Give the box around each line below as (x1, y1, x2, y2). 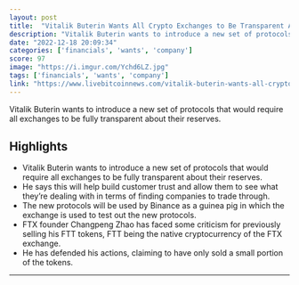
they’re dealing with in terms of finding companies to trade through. (21, 191, 271, 201)
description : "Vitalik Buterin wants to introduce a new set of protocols (9, 29, 293, 38)
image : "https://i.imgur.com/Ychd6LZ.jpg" (9, 63, 169, 72)
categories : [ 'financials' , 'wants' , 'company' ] (9, 46, 193, 55)
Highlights (9, 139, 69, 154)
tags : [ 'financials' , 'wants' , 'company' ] (9, 71, 169, 80)
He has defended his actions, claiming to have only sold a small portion (21, 248, 284, 258)
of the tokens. (21, 257, 74, 268)
